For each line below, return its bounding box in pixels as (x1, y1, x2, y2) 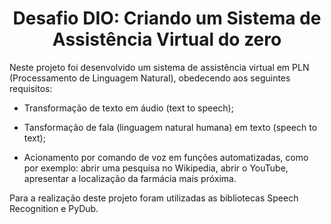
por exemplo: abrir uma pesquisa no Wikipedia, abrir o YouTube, (23, 162, 289, 174)
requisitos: (9, 82, 53, 94)
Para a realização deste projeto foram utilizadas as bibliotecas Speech (9, 192, 299, 204)
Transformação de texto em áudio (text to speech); (23, 102, 234, 114)
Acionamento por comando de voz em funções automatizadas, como (23, 151, 309, 163)
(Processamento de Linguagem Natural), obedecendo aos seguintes (9, 72, 291, 84)
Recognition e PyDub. (9, 202, 99, 214)
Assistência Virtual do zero (52, 28, 282, 51)
